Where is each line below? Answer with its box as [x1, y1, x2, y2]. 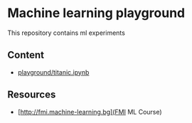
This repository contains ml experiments [7, 28, 126, 37]
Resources [7, 89, 56, 101]
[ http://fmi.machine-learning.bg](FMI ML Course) [17, 107, 162, 116]
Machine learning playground [7, 5, 186, 21]
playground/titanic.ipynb [17, 68, 90, 76]
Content [7, 49, 45, 61]
